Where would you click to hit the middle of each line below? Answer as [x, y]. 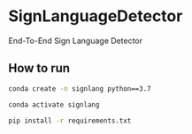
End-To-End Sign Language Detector [76, 41]
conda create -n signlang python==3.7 [80, 89]
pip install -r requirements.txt [70, 121]
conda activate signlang [54, 104]
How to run [39, 68]
